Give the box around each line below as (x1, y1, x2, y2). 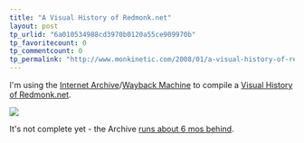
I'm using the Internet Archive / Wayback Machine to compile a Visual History (9, 80, 293, 90)
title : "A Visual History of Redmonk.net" (9, 13, 172, 22)
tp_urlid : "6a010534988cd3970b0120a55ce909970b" (9, 30, 196, 39)
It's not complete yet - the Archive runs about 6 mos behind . (9, 123, 234, 134)
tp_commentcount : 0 (9, 47, 83, 56)
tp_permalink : (9, 55, 63, 64)
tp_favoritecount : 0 (9, 38, 88, 48)
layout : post (9, 22, 59, 31)
